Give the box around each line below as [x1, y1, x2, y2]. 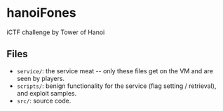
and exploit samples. [16, 89, 77, 97]
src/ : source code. [16, 96, 72, 105]
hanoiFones [6, 5, 76, 21]
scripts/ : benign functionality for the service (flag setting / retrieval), [16, 82, 217, 90]
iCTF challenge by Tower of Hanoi [6, 28, 105, 36]
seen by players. [16, 74, 65, 82]
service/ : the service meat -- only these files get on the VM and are [16, 66, 213, 75]
